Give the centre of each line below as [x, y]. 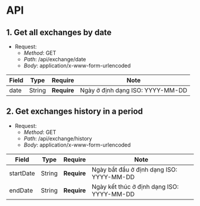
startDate [22, 173]
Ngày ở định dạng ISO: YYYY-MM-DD [134, 90]
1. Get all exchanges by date [59, 32]
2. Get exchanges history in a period [75, 112]
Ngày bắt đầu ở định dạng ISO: [134, 169]
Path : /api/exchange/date [55, 59]
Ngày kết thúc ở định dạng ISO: [135, 186]
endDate [21, 190]
